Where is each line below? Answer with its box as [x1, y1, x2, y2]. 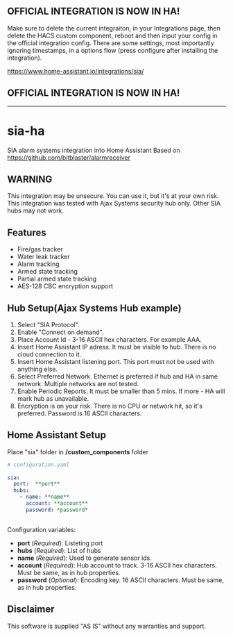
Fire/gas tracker [17, 245, 63, 254]
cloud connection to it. [17, 350, 82, 358]
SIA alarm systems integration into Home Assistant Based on [7, 146, 180, 154]
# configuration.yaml [7, 461, 70, 468]
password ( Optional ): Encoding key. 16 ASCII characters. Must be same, [17, 576, 224, 584]
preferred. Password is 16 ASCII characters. [17, 409, 142, 417]
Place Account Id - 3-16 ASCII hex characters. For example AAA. [17, 336, 202, 343]
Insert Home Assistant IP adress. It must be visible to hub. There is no [17, 343, 216, 351]
